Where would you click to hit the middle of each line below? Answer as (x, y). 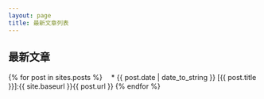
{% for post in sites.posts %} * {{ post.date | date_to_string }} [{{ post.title (132, 78)
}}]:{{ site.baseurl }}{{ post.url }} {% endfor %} (85, 86)
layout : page (30, 15)
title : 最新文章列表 (39, 23)
